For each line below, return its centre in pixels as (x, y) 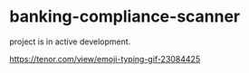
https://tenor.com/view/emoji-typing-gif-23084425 (105, 59)
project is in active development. (70, 41)
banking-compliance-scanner (125, 17)
